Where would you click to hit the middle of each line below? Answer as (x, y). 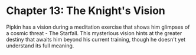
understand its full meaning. (40, 46)
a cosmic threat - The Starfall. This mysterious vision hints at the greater (94, 33)
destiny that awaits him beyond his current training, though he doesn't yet (96, 39)
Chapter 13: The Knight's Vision (86, 11)
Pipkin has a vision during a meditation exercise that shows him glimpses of (98, 27)
